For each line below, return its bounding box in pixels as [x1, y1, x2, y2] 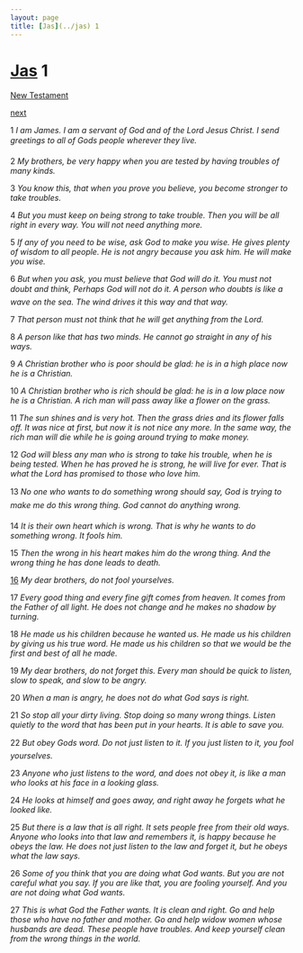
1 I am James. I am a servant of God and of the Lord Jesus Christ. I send [10, 125, 280, 136]
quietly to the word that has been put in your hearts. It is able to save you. [10, 720, 285, 731]
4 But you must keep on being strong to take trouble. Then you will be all [10, 210, 280, 221]
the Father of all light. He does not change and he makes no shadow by [10, 602, 277, 613]
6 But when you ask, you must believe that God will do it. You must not [10, 274, 272, 285]
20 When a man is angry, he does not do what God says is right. [10, 693, 250, 703]
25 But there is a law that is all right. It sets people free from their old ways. [10, 821, 290, 833]
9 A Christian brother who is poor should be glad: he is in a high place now [10, 359, 289, 369]
